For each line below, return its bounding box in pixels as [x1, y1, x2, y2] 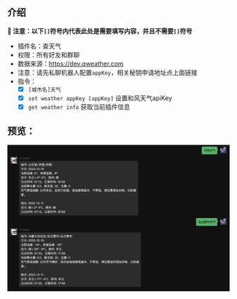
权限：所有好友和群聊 [17, 50, 80, 59]
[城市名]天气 [28, 86, 61, 93]
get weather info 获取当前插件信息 [28, 102, 130, 111]
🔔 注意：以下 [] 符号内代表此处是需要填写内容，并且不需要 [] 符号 [7, 27, 193, 35]
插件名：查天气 [17, 42, 61, 50]
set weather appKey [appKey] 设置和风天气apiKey [28, 94, 173, 102]
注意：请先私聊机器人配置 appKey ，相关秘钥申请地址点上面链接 [17, 68, 197, 76]
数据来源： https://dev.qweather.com [17, 59, 124, 68]
